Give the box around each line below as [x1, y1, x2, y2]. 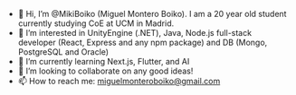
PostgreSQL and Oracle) [17, 47, 110, 57]
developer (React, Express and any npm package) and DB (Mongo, [17, 37, 268, 47]
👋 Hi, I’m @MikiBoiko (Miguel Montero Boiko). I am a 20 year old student [17, 9, 287, 19]
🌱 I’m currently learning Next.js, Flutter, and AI [17, 56, 190, 66]
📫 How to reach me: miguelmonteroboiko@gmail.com [17, 76, 221, 86]
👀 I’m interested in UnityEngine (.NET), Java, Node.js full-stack [17, 28, 252, 38]
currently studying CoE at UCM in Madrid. [17, 18, 175, 29]
